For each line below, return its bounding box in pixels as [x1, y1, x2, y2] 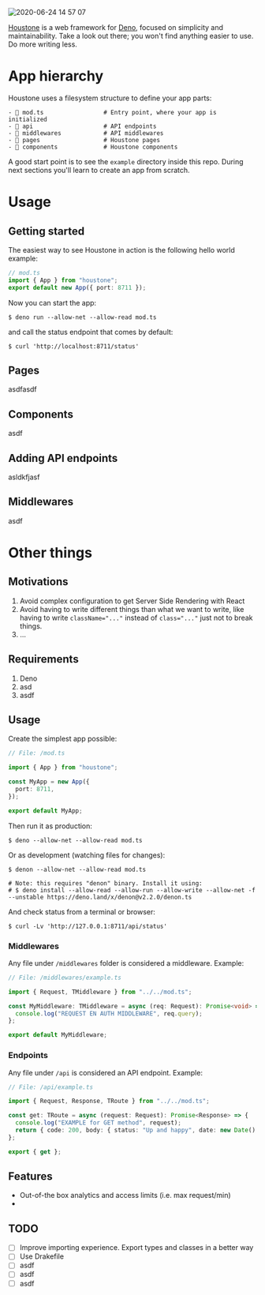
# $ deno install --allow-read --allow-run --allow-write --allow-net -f [8, 886, 256, 894]
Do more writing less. [8, 39, 77, 49]
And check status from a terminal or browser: [8, 906, 156, 916]
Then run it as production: [8, 821, 93, 831]
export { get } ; [8, 1147, 62, 1156]
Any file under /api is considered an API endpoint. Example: [8, 1068, 203, 1077]
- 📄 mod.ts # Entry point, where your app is [8, 108, 217, 116]
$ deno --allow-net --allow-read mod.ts [8, 836, 144, 844]
